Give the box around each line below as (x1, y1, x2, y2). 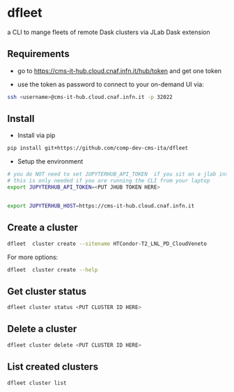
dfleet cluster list (7, 379, 68, 386)
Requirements (7, 48, 70, 60)
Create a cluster (7, 221, 79, 234)
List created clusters (7, 361, 99, 373)
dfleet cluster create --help (7, 266, 98, 273)
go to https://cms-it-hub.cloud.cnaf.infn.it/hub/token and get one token (17, 66, 221, 75)
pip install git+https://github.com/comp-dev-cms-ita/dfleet (7, 145, 189, 152)
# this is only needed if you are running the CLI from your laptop (7, 178, 210, 185)
